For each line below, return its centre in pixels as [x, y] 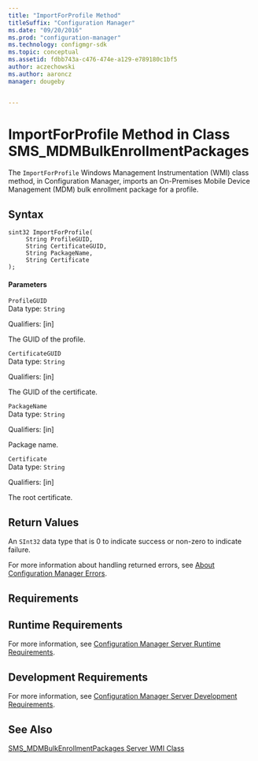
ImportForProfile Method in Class [119, 134]
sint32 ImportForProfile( [50, 233]
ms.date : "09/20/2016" [45, 30]
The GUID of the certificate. [53, 392]
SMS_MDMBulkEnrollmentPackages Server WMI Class [96, 748]
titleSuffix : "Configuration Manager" [72, 23]
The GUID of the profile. [47, 339]
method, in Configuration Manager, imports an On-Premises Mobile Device [129, 181]
